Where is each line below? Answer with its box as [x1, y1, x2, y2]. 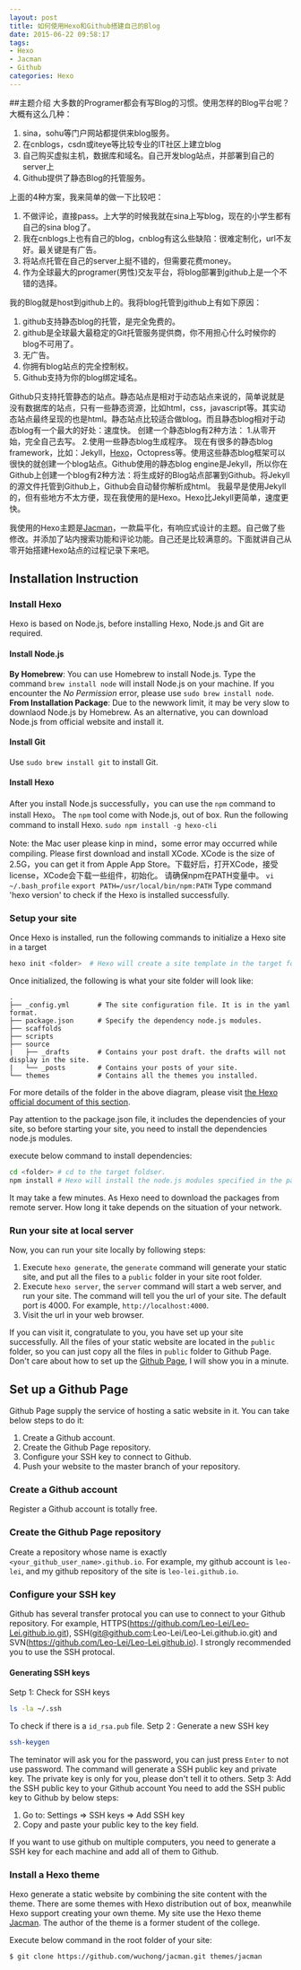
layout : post [9, 13, 58, 22]
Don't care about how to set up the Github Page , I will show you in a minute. [9, 1355, 289, 1366]
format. [9, 1008, 39, 1018]
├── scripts [9, 1033, 54, 1042]
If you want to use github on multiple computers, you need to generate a [9, 1836, 276, 1847]
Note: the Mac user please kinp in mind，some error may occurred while [9, 838, 278, 849]
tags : [9, 38, 30, 48]
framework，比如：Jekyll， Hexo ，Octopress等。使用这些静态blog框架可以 [9, 447, 286, 458]
